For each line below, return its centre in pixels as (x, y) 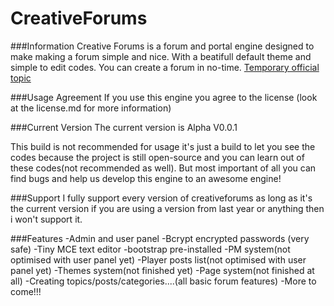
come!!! (26, 291)
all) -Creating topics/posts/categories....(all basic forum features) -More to (163, 281)
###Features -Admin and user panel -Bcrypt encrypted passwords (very (160, 238)
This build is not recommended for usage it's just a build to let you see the (163, 146)
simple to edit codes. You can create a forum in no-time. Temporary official (165, 67)
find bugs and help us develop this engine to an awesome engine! (146, 178)
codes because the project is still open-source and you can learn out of (157, 157)
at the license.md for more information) (91, 108)
